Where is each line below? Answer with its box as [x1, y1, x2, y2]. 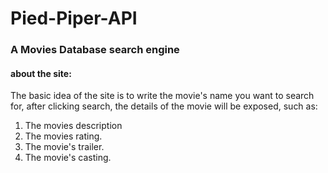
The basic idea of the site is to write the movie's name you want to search [10, 90, 315, 102]
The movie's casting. [24, 152, 112, 164]
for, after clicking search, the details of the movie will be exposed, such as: [10, 100, 318, 112]
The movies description [24, 120, 123, 132]
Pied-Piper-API [10, 7, 138, 30]
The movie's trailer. [24, 141, 105, 153]
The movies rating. [24, 130, 103, 142]
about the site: [10, 67, 72, 79]
